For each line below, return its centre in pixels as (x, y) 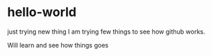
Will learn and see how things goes (58, 45)
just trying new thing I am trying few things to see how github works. (106, 31)
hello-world (42, 12)
